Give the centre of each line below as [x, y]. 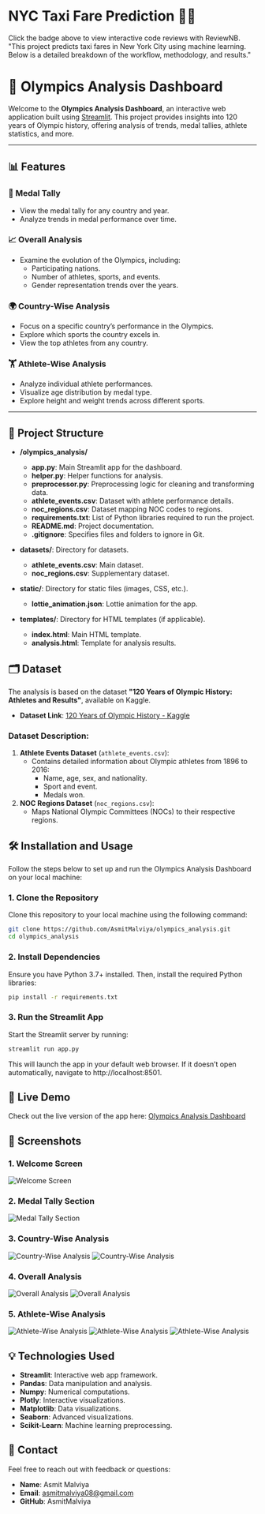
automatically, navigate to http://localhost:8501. [85, 1072]
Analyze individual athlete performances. [86, 384]
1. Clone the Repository [53, 898]
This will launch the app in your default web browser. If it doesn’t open [122, 1064]
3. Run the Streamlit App [56, 1017]
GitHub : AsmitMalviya [55, 1501]
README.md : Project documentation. [93, 526]
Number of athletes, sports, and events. [96, 276]
